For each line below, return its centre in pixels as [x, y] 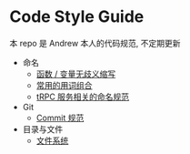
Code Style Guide [77, 17]
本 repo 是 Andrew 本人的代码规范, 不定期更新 [95, 43]
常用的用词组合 [64, 85]
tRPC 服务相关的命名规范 [83, 97]
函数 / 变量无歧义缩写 [76, 74]
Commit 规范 [60, 118]
